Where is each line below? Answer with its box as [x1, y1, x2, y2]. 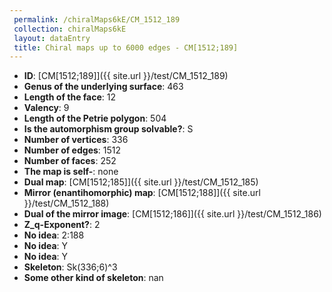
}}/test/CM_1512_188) [23, 197, 110, 210]
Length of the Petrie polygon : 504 [23, 112, 167, 125]
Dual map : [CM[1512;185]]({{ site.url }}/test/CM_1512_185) [23, 176, 259, 188]
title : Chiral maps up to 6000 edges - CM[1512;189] [13, 42, 239, 53]
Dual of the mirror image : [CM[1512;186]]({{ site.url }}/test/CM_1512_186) [23, 208, 322, 220]
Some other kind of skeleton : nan [23, 272, 164, 284]
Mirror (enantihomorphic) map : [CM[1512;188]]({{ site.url [23, 187, 261, 199]
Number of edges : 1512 [23, 144, 122, 156]
